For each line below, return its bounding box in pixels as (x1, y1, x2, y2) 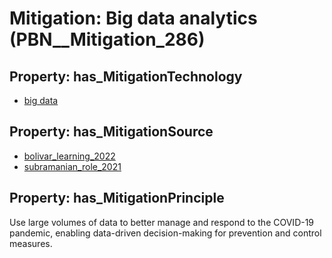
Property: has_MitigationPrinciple (9, 190, 225, 207)
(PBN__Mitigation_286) (9, 28, 206, 51)
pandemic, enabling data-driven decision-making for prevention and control (9, 227, 322, 239)
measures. (9, 237, 53, 249)
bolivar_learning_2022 (23, 150, 116, 162)
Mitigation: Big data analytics (9, 7, 258, 30)
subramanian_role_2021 (23, 160, 122, 172)
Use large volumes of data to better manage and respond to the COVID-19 (9, 216, 315, 228)
